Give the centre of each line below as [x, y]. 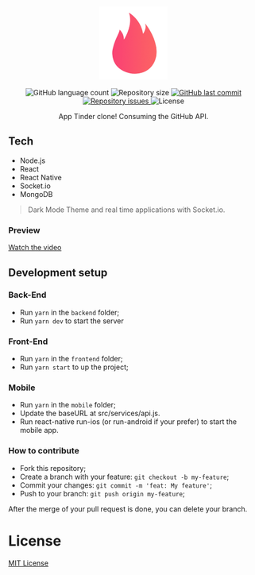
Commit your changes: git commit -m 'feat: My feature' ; [116, 485]
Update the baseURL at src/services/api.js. [90, 413]
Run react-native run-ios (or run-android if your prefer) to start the [128, 422]
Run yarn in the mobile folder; [68, 405]
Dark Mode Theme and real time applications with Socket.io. [126, 210]
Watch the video [35, 248]
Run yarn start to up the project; [74, 367]
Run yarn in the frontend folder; [71, 359]
